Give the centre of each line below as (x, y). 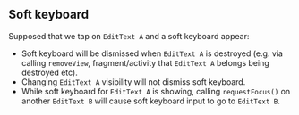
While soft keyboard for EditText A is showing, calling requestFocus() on (156, 91)
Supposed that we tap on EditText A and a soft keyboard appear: (129, 36)
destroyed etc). (49, 72)
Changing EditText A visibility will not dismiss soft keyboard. (133, 82)
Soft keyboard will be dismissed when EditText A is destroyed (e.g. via (152, 53)
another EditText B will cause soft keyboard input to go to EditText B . (151, 101)
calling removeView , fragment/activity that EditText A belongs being (145, 62)
